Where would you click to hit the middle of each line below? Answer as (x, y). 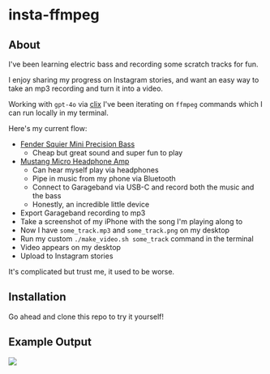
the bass (47, 195)
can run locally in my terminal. (59, 113)
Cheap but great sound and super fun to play (107, 153)
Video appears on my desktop (71, 247)
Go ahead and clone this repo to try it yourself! (86, 317)
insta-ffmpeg (54, 15)
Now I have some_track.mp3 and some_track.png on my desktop (124, 230)
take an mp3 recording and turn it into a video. (86, 88)
